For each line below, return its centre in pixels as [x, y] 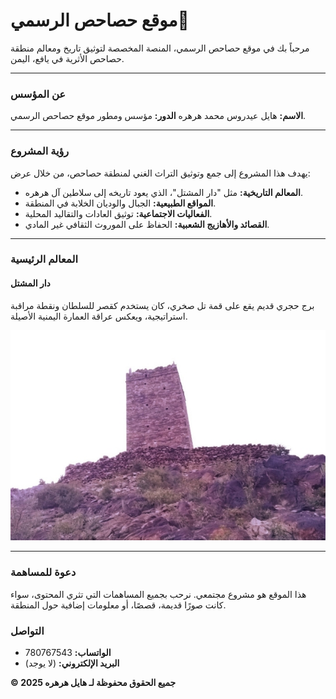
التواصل [27, 631]
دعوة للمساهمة [43, 572]
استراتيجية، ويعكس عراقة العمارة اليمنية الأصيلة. [99, 316]
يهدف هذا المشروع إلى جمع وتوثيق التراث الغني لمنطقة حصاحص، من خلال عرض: [160, 173]
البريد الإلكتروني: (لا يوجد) [72, 663]
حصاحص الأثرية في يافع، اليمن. [67, 58]
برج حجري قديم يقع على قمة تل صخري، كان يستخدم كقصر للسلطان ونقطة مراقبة [162, 305]
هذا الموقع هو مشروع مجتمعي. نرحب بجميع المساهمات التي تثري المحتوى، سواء [158, 594]
